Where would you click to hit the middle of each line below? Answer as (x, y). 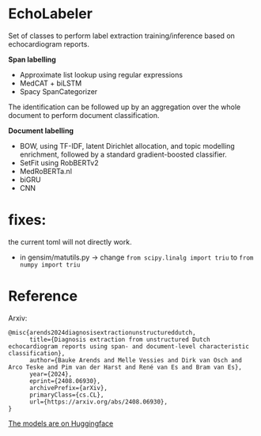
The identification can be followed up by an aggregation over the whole (125, 107)
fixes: (27, 220)
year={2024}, (51, 374)
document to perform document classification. (84, 115)
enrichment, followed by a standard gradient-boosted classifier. (123, 154)
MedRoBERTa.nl (46, 171)
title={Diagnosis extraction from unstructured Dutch (120, 339)
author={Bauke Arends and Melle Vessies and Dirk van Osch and (136, 360)
